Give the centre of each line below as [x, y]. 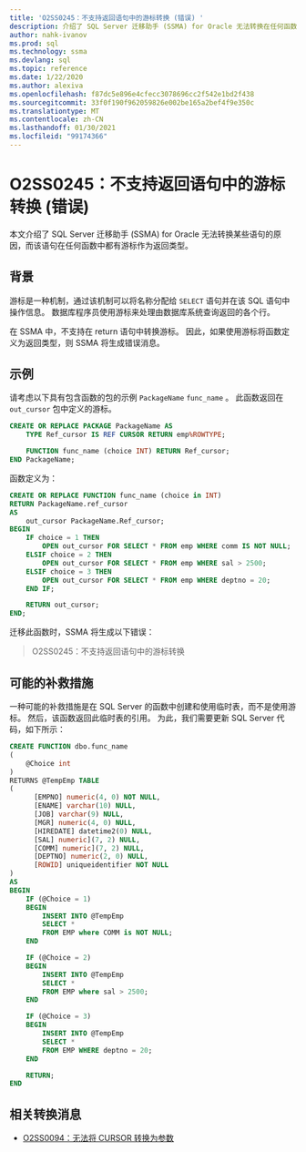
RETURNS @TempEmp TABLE [55, 780]
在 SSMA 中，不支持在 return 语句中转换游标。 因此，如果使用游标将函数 [146, 331]
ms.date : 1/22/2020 [46, 77]
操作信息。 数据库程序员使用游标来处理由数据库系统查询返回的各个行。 [142, 311]
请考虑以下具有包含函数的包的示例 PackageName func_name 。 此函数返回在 [147, 398]
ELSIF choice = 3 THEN [69, 571]
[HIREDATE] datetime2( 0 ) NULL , [93, 831]
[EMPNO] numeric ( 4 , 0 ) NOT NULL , [97, 798]
